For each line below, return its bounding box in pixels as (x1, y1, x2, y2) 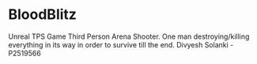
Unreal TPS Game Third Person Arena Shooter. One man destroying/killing (8, 32, 250, 41)
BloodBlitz (8, 6, 77, 24)
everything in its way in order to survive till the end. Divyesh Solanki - (8, 40, 234, 49)
